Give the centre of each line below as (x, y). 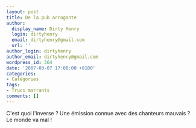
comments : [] (23, 96)
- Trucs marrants (28, 91)
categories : (21, 74)
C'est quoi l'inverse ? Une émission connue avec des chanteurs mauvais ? (98, 113)
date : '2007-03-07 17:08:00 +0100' (51, 68)
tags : (13, 85)
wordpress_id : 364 (29, 62)
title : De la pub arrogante (42, 18)
